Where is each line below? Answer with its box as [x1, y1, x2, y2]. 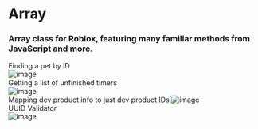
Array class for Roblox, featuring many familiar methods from [8, 33, 251, 45]
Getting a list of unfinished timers [8, 78, 118, 88]
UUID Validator [8, 104, 57, 113]
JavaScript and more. [8, 43, 93, 54]
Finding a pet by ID [8, 61, 70, 71]
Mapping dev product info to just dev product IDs [8, 95, 170, 104]
